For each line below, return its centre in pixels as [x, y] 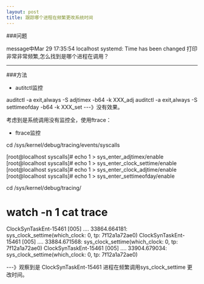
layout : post [23, 12]
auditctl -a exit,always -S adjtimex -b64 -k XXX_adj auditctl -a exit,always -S [102, 100]
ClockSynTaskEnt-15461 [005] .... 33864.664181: [67, 229]
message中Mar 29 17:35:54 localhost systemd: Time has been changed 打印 [102, 49]
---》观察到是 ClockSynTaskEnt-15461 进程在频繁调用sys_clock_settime [96, 267]
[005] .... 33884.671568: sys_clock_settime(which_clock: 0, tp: [100, 242]
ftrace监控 [28, 133]
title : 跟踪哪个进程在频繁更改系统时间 [50, 18]
